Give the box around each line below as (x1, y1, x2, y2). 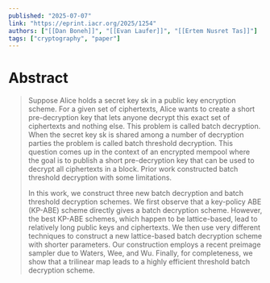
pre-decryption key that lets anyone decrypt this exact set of (27, 113, 231, 123)
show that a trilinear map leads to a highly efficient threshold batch (27, 257, 251, 267)
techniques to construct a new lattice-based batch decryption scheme (27, 231, 263, 241)
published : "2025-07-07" (8, 11, 92, 20)
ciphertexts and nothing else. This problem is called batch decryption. (27, 122, 261, 131)
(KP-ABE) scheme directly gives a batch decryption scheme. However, (27, 206, 263, 215)
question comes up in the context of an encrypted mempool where (27, 147, 251, 157)
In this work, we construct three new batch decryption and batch (27, 189, 244, 198)
